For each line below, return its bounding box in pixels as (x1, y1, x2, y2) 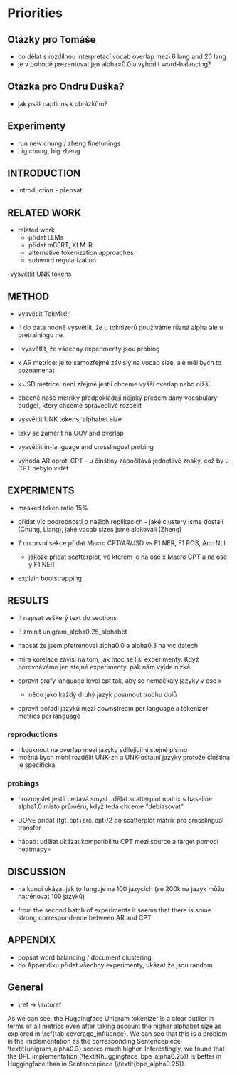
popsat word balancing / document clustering (17, 953, 152, 962)
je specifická (17, 761, 56, 769)
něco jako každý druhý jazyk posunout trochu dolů (28, 690, 177, 699)
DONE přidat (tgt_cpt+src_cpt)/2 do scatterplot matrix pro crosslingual (17, 816, 224, 825)
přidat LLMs (28, 233, 64, 242)
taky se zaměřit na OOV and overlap (17, 429, 125, 438)
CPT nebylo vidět (17, 464, 69, 473)
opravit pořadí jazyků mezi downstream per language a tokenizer (17, 704, 209, 712)
